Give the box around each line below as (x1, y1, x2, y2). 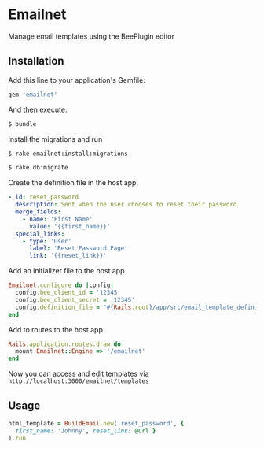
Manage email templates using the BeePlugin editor (8, 32, 175, 41)
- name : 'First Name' (22, 215, 93, 223)
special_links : (15, 230, 65, 238)
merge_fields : (15, 208, 61, 216)
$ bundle (8, 120, 37, 128)
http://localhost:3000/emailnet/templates (8, 377, 149, 385)
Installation (8, 54, 64, 68)
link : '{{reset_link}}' (28, 252, 108, 260)
